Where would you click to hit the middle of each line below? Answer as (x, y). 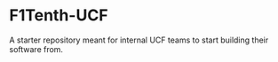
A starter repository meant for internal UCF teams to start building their (139, 40)
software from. (36, 49)
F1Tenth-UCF (59, 15)
